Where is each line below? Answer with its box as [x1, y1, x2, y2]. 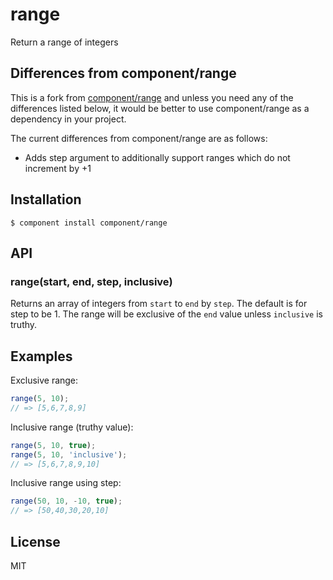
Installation [10, 191, 82, 208]
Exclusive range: [10, 374, 79, 387]
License [10, 533, 61, 550]
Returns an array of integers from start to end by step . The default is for [10, 298, 308, 310]
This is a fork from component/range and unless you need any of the [10, 91, 294, 103]
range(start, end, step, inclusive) [10, 274, 173, 288]
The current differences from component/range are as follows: [10, 132, 268, 144]
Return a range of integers [10, 36, 119, 48]
